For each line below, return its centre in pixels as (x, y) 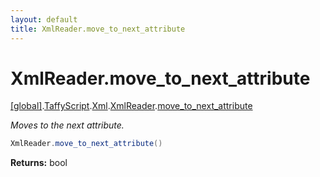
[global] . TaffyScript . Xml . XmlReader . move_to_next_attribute (131, 106)
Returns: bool (39, 163)
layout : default (44, 19)
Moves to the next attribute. (67, 125)
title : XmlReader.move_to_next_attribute (98, 29)
